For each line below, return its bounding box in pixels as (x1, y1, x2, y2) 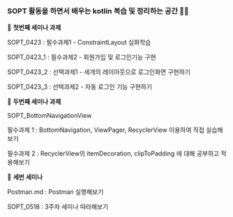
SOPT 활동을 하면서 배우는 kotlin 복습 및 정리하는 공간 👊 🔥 (7, 6, 190, 15)
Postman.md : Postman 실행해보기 (7, 188, 104, 196)
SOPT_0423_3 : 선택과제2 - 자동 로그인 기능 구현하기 (7, 82, 152, 91)
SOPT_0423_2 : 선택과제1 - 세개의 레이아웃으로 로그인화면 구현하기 (7, 68, 190, 76)
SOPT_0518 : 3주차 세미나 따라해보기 (7, 202, 109, 211)
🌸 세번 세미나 (7, 173, 43, 181)
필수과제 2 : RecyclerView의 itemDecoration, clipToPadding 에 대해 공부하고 (7, 149, 220, 158)
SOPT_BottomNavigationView (7, 112, 92, 120)
